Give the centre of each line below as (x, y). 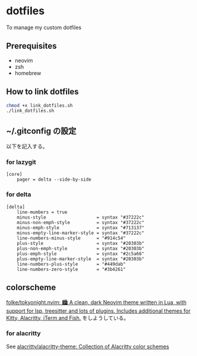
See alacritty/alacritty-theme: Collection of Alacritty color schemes (88, 346)
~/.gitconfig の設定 (41, 131)
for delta (19, 194)
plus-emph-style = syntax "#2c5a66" (81, 254)
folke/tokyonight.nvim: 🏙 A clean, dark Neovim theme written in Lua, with (96, 302)
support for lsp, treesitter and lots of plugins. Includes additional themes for (99, 311)
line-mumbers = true (42, 212)
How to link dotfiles (42, 92)
